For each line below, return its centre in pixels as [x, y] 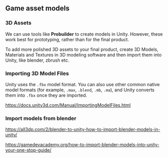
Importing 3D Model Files [37, 73]
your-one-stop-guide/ [28, 150]
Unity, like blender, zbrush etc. [37, 60]
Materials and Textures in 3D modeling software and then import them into [83, 55]
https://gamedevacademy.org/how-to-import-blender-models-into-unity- [82, 145]
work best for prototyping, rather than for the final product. [67, 39]
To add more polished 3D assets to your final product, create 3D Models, [82, 49]
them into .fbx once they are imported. [46, 95]
